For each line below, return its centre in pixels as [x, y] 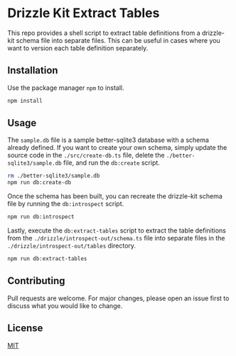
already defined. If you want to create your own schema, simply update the [117, 148]
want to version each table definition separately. [78, 48]
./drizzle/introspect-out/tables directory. [72, 246]
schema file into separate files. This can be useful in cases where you [118, 40]
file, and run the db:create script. [111, 163]
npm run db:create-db [39, 183]
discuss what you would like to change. [65, 305]
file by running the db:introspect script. [66, 204]
